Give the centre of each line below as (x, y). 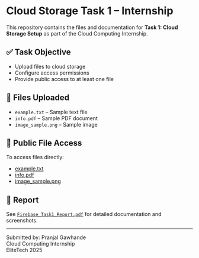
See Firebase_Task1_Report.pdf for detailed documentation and (84, 214)
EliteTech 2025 (24, 250)
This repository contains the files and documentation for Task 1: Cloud (92, 27)
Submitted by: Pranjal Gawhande (46, 237)
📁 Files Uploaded (38, 98)
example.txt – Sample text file (51, 112)
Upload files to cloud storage (50, 66)
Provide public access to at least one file (64, 79)
